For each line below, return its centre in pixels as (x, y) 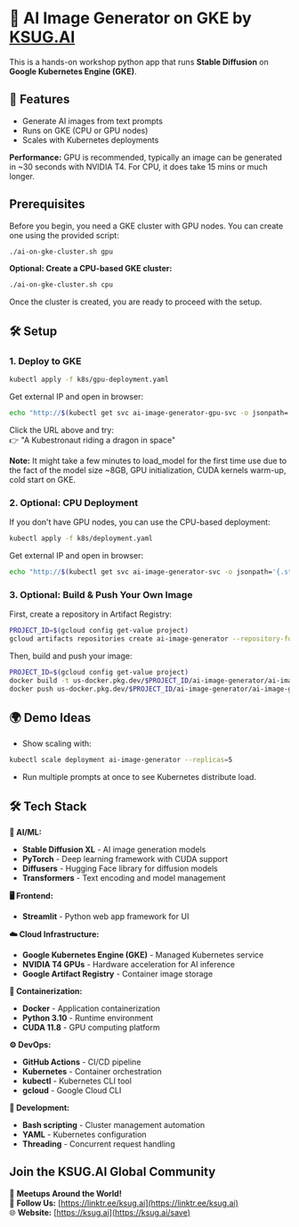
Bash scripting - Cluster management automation (113, 1124)
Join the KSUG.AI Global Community (113, 1172)
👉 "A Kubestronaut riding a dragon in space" (93, 440)
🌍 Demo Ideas (50, 717)
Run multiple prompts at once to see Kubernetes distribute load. (139, 777)
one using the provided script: (65, 235)
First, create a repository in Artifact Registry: (90, 614)
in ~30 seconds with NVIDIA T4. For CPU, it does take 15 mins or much (139, 166)
